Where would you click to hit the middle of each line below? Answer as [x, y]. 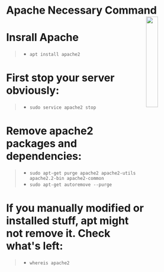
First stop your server [60, 78]
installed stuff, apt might [67, 221]
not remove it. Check [58, 234]
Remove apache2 [50, 131]
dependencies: [44, 156]
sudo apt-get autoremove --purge [71, 185]
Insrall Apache [42, 38]
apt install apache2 [55, 55]
